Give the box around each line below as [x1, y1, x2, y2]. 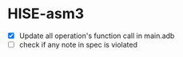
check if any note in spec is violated [18, 40, 137, 49]
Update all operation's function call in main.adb [18, 31, 175, 40]
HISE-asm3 [7, 5, 85, 23]
